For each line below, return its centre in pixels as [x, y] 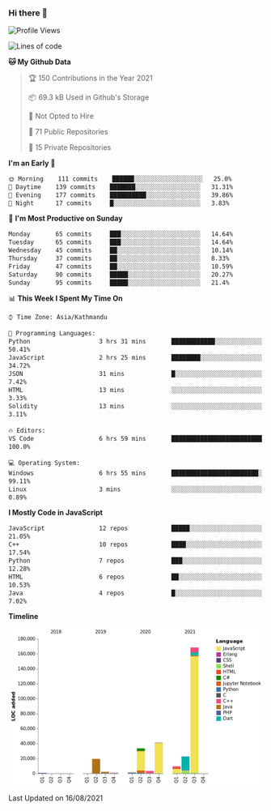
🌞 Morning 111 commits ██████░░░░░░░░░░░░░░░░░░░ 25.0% [120, 179]
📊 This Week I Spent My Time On [66, 298]
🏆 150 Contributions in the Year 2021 [91, 78]
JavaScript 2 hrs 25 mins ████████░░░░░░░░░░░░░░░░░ [135, 358]
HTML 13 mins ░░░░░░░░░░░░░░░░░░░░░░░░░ [135, 391]
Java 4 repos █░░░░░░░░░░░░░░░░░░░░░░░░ [135, 593]
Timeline [23, 617]
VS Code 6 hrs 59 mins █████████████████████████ [135, 439]
